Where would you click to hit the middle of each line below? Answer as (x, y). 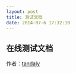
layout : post (22, 12)
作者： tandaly (23, 64)
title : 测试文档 (24, 17)
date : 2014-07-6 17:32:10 (38, 23)
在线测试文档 (30, 48)
